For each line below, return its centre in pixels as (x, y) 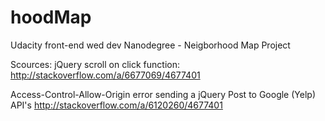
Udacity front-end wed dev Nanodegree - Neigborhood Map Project (150, 45)
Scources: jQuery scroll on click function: (95, 64)
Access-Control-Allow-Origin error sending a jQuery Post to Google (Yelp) (163, 94)
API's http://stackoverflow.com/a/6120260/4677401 (116, 105)
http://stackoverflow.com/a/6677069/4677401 (105, 75)
